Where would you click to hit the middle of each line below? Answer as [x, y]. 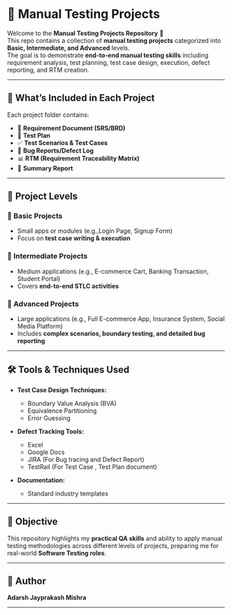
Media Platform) [40, 326]
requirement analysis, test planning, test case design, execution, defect [109, 62]
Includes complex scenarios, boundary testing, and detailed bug [111, 333]
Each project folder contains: [48, 115]
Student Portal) [39, 278]
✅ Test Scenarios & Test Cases [62, 143]
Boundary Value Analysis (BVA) [72, 403]
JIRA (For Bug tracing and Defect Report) [86, 459]
